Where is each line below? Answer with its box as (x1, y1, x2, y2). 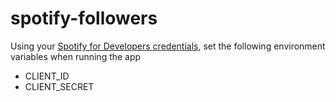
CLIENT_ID (24, 70, 70, 82)
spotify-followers (10, 7, 158, 30)
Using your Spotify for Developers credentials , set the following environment (10, 40, 326, 52)
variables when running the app (10, 50, 142, 62)
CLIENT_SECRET (24, 80, 95, 92)
